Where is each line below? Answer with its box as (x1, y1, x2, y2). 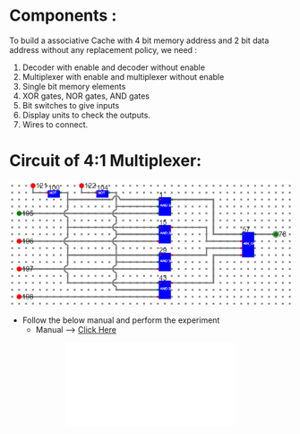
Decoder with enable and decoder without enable (21, 62, 206, 73)
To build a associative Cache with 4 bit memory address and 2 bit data (9, 35, 270, 46)
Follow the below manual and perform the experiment (21, 315, 220, 325)
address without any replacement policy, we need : (9, 44, 198, 55)
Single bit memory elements (21, 81, 126, 91)
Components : (9, 5, 117, 26)
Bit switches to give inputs (21, 100, 120, 110)
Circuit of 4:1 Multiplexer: (9, 151, 202, 171)
